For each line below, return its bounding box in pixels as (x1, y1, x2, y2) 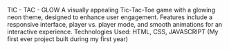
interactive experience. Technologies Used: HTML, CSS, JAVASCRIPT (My (7, 27, 219, 36)
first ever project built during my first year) (7, 35, 129, 43)
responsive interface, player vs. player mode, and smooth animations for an (7, 21, 223, 28)
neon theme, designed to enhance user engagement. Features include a (7, 13, 213, 21)
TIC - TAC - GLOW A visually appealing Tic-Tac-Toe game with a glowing (7, 6, 216, 14)
